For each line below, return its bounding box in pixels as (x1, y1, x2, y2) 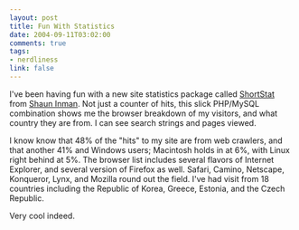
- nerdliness (9, 55, 59, 64)
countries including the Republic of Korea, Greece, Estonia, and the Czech (9, 183, 285, 194)
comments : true (9, 38, 67, 48)
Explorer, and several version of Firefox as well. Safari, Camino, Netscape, (9, 164, 285, 175)
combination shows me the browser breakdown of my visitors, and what (9, 108, 278, 119)
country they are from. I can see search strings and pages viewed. (9, 117, 257, 128)
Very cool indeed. (9, 210, 75, 221)
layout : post (9, 13, 59, 23)
